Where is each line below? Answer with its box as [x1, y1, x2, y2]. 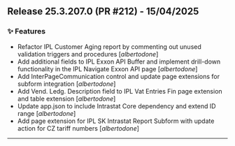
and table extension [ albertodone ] [17, 94, 116, 103]
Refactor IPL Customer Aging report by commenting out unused [17, 42, 201, 51]
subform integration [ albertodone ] [17, 80, 116, 88]
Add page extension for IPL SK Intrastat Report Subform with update [17, 117, 215, 125]
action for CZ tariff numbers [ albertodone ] [17, 124, 140, 132]
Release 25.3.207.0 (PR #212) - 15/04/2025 [7, 6, 199, 17]
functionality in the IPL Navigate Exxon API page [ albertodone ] [17, 64, 198, 73]
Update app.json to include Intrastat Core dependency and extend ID [17, 101, 216, 110]
